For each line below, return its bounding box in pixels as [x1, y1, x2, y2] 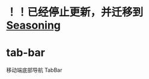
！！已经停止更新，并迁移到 [6, 5, 144, 19]
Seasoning [6, 19, 61, 32]
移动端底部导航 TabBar [6, 66, 62, 74]
